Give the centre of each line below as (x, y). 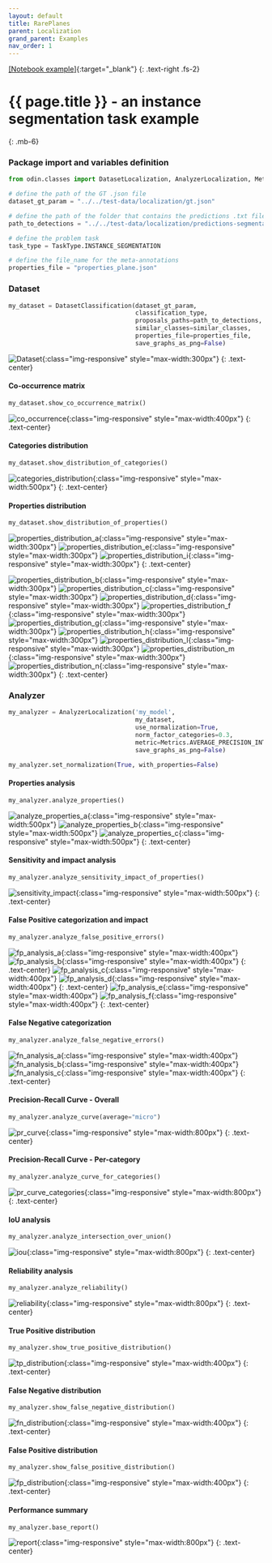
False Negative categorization (60, 1023)
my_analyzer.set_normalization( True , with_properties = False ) (114, 764)
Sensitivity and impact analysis (62, 860)
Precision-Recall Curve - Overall (64, 1100)
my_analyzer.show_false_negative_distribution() (92, 1407)
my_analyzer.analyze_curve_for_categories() (85, 1177)
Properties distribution (47, 505)
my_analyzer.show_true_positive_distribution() (90, 1348)
